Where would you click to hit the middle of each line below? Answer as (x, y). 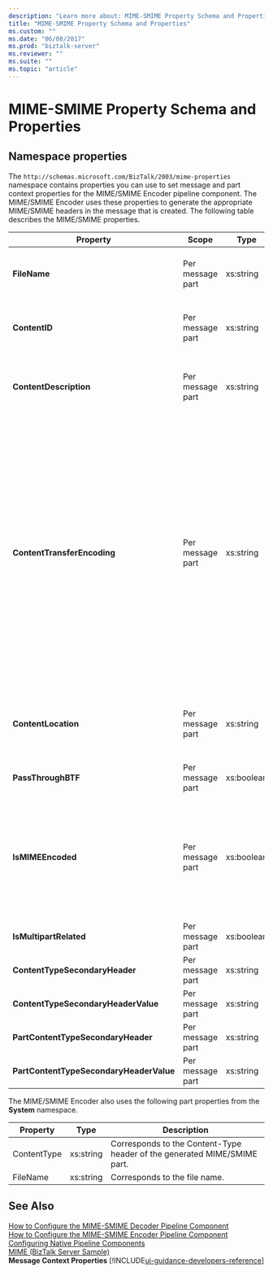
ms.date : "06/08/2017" (47, 39)
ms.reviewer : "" (36, 54)
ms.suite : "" (30, 62)
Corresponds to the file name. (168, 1177)
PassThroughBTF (46, 777)
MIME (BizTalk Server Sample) (59, 1252)
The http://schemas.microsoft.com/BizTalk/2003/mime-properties (120, 176)
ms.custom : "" (32, 31)
